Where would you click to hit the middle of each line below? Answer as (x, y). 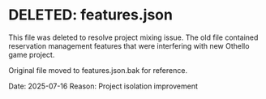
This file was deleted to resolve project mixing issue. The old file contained (133, 37)
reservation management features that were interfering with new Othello (129, 45)
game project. (32, 54)
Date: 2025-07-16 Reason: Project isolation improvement (103, 86)
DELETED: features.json (90, 15)
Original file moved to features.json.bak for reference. (98, 70)
